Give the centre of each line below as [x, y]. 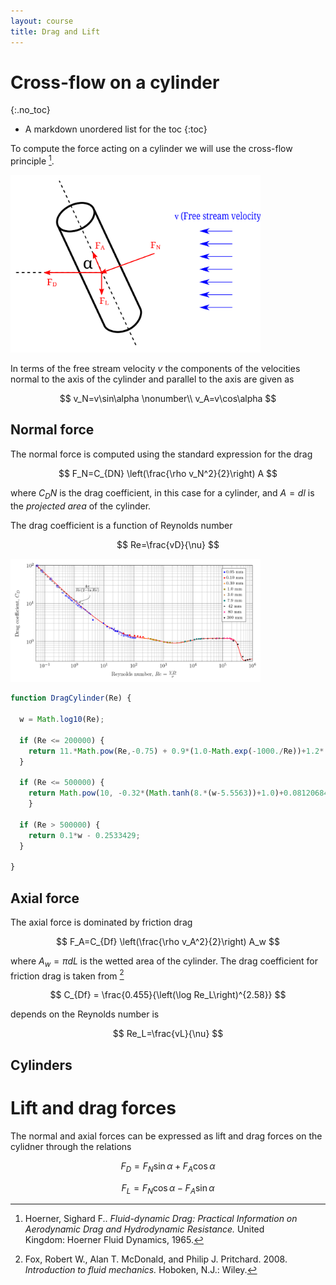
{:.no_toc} [30, 110]
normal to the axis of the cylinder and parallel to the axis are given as [152, 379]
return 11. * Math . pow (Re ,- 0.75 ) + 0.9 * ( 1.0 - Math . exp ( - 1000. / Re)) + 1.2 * [176, 751]
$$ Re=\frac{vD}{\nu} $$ [168, 544]
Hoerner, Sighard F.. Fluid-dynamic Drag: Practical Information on [161, 1219]
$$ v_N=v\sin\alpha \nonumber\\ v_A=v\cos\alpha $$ [168, 399]
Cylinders [41, 1065]
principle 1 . [32, 160]
